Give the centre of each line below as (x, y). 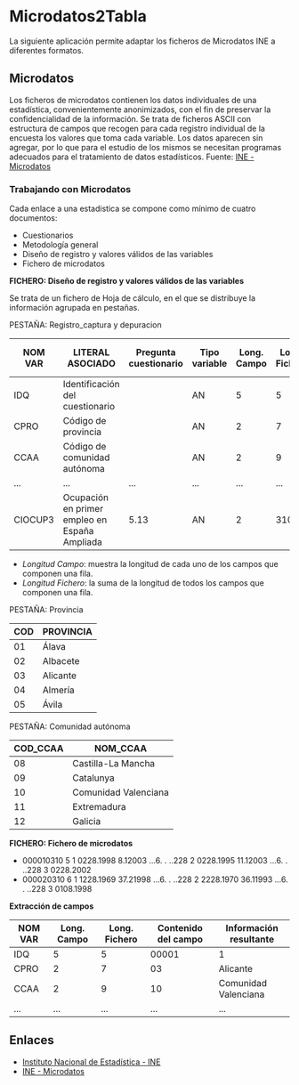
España (78, 531)
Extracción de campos (52, 906)
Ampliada (82, 542)
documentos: (33, 218)
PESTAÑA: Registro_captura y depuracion (85, 325)
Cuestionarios (48, 235)
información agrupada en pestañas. (74, 308)
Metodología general (60, 245)
